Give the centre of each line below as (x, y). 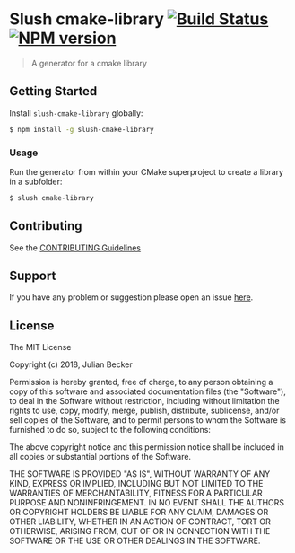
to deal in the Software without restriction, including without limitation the (144, 401)
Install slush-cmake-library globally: (76, 113)
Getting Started (53, 91)
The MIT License (40, 347)
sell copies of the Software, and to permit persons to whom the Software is (148, 420)
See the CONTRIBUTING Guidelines (75, 248)
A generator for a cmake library (89, 63)
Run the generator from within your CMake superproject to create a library (147, 171)
